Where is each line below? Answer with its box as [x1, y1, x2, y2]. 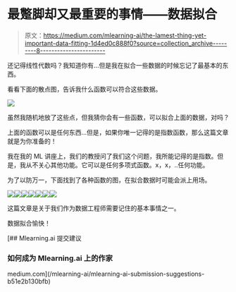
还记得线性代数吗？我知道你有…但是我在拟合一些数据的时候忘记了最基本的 [7, 61, 223, 69]
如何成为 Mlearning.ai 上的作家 [7, 253, 113, 263]
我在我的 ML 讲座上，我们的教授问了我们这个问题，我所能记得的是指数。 [7, 152, 218, 160]
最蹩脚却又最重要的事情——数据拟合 [7, 6, 218, 23]
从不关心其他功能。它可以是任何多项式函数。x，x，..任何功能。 [25, 160, 209, 169]
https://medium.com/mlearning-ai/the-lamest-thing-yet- [43, 31, 206, 39]
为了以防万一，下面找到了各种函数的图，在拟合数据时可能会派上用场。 [7, 176, 211, 184]
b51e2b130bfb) [7, 277, 51, 286]
